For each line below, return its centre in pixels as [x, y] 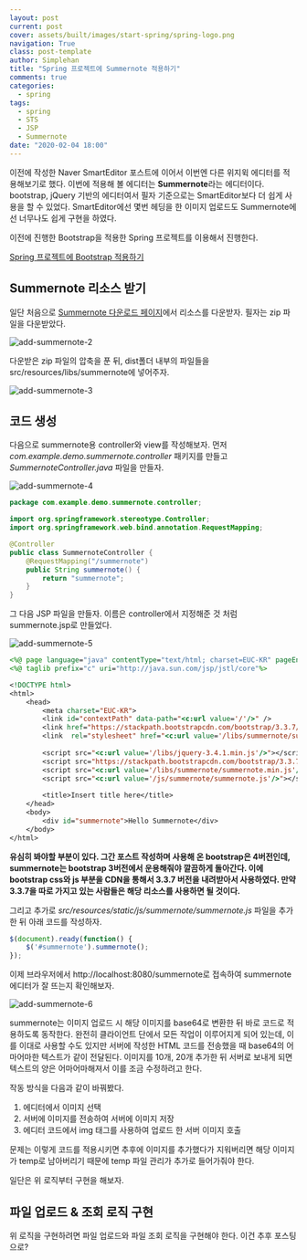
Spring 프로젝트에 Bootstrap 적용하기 [77, 257]
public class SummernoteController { [81, 552]
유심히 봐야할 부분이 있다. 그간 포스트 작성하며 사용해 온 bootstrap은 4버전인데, [150, 856]
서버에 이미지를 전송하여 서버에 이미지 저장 [99, 1118]
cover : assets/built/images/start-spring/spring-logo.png [122, 35]
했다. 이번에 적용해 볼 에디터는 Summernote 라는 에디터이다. [157, 184]
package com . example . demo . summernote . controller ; [106, 503]
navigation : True [42, 43]
